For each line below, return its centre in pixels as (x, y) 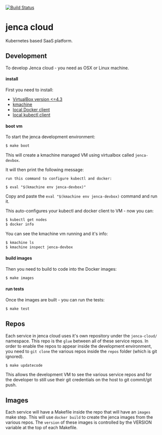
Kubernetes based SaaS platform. (39, 40)
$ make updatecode (24, 365)
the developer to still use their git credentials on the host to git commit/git (79, 380)
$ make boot (17, 146)
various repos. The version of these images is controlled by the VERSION (79, 422)
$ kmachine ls (20, 242)
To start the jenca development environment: (50, 137)
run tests (15, 289)
